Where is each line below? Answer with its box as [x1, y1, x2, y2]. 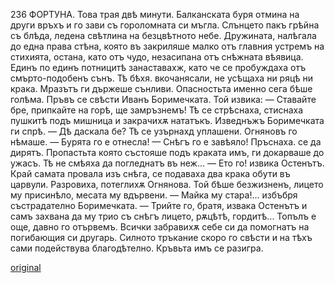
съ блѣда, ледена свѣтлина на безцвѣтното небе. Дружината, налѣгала [10, 30, 317, 41]
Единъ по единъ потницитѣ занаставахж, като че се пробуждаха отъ [10, 62, 307, 73]
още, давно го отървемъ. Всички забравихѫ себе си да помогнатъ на [10, 221, 310, 233]
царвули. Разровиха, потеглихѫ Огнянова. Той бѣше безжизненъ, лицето [10, 179, 324, 190]
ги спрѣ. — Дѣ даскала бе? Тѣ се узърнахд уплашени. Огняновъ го [10, 125, 298, 137]
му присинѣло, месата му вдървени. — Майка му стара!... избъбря [10, 189, 298, 201]
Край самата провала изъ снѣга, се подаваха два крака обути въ [10, 168, 291, 179]
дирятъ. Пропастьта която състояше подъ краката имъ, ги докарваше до [10, 147, 325, 158]
